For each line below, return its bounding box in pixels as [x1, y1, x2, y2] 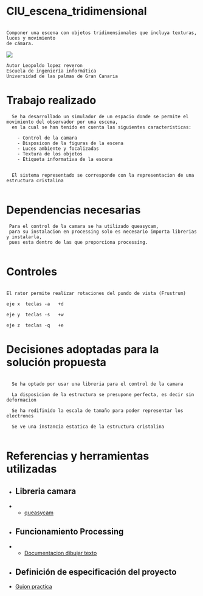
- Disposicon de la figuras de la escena [17, 140, 123, 146]
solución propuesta [6, 355, 106, 369]
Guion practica [15, 583, 53, 591]
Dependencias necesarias [6, 203, 141, 217]
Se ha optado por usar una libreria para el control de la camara [12, 381, 184, 387]
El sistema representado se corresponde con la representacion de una [12, 172, 194, 178]
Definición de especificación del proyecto [15, 567, 177, 577]
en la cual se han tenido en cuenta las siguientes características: [12, 124, 191, 130]
